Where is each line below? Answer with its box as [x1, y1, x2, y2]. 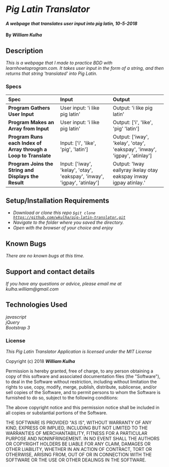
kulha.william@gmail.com [6, 286, 59, 292]
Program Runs [8, 133, 43, 140]
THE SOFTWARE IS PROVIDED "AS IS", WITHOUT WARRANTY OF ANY [6, 420, 152, 426]
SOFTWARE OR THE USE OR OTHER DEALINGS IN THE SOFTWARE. [6, 457, 146, 463]
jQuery [6, 319, 20, 325]
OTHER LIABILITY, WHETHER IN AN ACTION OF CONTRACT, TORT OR [6, 446, 152, 452]
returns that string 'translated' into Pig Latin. [6, 70, 98, 76]
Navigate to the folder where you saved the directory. [13, 220, 124, 226]
